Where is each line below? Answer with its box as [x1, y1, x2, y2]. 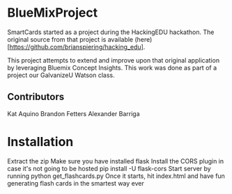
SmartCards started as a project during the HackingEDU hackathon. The [7, 28, 215, 36]
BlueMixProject [7, 5, 98, 21]
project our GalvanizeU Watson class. [7, 71, 115, 79]
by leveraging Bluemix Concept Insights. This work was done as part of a [7, 63, 217, 72]
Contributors [7, 91, 65, 103]
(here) [134, 35, 153, 43]
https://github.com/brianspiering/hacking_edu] [9, 42, 144, 51]
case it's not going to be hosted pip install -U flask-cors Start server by [7, 164, 211, 172]
